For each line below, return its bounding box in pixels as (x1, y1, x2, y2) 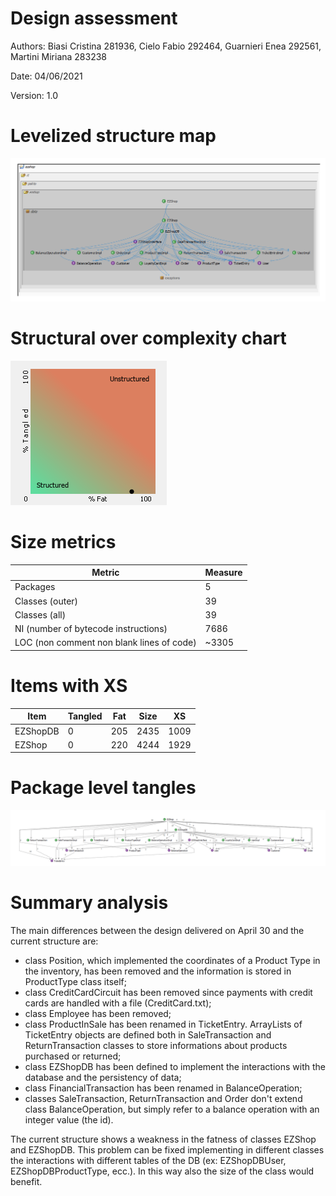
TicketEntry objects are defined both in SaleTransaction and (24, 1028, 272, 1041)
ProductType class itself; (24, 975, 127, 987)
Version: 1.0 (10, 89, 59, 101)
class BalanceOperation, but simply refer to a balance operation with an (24, 1103, 320, 1115)
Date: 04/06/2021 (10, 70, 83, 82)
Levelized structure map (10, 125, 217, 147)
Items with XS (10, 675, 128, 697)
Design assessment (10, 7, 178, 30)
